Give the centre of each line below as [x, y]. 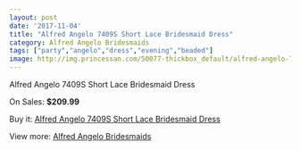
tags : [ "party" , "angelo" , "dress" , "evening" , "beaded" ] [112, 51]
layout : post [33, 17]
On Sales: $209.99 [45, 102]
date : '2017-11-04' [46, 26]
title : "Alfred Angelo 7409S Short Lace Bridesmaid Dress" [121, 34]
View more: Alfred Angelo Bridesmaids [80, 136]
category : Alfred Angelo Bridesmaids [79, 42]
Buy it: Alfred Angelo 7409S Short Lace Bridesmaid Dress [115, 119]
